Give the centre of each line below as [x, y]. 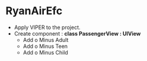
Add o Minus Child [46, 52]
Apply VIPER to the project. [47, 27]
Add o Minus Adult [46, 40]
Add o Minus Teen [45, 46]
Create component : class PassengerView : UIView [77, 33]
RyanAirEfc [34, 11]
